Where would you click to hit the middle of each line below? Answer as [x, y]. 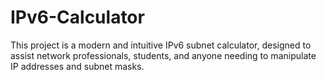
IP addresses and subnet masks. [77, 66]
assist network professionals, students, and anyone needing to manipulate [163, 55]
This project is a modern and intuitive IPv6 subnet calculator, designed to [161, 45]
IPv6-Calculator [77, 17]
